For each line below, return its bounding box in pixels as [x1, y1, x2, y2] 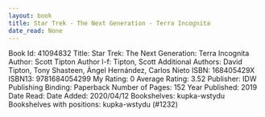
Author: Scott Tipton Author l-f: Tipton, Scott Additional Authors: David [8, 57, 243, 67]
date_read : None [8, 26, 63, 34]
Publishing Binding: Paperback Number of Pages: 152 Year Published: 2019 [8, 83, 258, 92]
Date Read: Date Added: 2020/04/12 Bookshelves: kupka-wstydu [8, 91, 226, 101]
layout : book [8, 11, 52, 20]
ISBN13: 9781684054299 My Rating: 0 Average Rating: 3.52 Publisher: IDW [8, 74, 257, 84]
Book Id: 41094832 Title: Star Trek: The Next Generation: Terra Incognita [8, 49, 250, 58]
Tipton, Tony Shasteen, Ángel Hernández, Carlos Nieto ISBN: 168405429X [8, 66, 255, 75]
